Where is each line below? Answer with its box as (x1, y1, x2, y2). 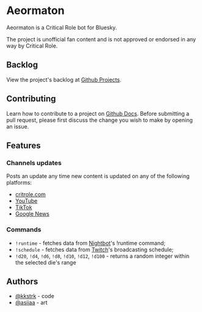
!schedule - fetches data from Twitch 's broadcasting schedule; (15, 246, 174, 253)
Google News (15, 210, 50, 218)
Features (6, 140, 41, 151)
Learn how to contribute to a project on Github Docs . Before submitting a (6, 110, 190, 117)
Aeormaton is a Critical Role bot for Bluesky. (6, 24, 117, 31)
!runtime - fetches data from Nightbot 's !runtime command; (15, 239, 166, 247)
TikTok (15, 204, 32, 211)
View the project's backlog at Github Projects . (6, 76, 122, 83)
